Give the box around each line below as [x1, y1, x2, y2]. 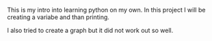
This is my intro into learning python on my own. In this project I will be [7, 6, 206, 14]
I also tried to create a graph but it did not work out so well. [7, 27, 174, 34]
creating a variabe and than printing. [7, 13, 109, 21]
